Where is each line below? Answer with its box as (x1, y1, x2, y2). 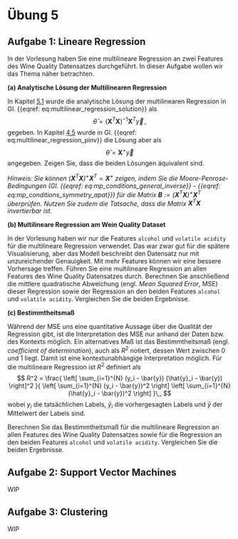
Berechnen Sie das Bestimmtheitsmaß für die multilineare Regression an (7, 423, 219, 431)
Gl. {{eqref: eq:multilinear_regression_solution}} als (7, 105, 157, 113)
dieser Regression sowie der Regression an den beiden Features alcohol (7, 287, 221, 295)
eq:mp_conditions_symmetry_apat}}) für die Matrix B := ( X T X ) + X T (7, 189, 202, 199)
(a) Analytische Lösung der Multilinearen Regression (7, 83, 167, 92)
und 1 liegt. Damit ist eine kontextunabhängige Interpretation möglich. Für (7, 353, 222, 362)
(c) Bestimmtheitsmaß (7, 308, 75, 317)
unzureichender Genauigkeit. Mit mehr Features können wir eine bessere (7, 257, 222, 266)
